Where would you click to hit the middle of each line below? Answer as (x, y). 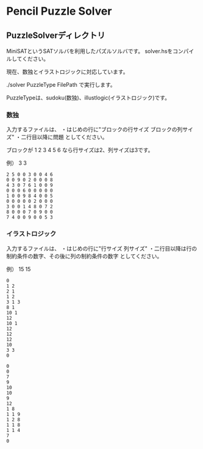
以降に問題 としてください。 (72, 137)
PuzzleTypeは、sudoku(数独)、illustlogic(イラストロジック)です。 (88, 98)
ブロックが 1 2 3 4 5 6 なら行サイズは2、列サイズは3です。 (80, 150)
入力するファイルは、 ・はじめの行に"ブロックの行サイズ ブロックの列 (94, 130)
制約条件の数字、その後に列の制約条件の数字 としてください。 (84, 256)
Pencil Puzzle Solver (59, 11)
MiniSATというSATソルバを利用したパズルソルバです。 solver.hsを (90, 51)
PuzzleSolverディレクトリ (56, 35)
